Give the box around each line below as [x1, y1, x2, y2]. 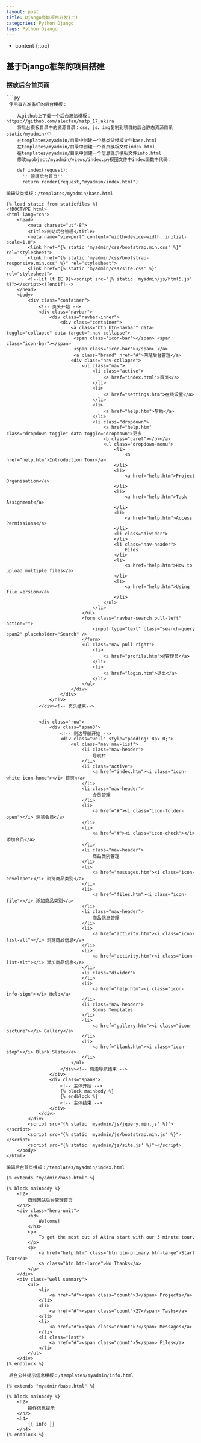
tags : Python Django [6, 25, 58, 32]
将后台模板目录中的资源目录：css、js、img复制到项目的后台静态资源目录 [17, 124, 173, 130]
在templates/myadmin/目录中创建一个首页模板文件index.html [17, 144, 155, 150]
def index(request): [17, 167, 69, 173]
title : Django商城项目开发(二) [6, 14, 78, 21]
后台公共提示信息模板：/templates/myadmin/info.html [8, 1372, 134, 1378]
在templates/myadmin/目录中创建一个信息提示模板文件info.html [17, 150, 162, 156]
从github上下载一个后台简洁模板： [17, 113, 92, 119]
